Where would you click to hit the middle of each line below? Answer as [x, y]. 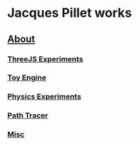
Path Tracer [28, 115]
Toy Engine [27, 77]
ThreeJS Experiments [45, 59]
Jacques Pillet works [69, 13]
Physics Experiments [44, 96]
